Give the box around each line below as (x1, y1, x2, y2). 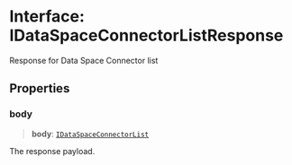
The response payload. (9, 145, 96, 156)
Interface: (9, 6, 86, 27)
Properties (9, 81, 70, 96)
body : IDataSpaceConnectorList (31, 128, 150, 139)
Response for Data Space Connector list (9, 55, 159, 65)
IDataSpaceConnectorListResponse (9, 25, 284, 46)
